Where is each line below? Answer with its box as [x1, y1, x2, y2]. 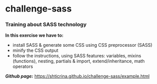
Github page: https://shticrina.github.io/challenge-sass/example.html [5, 73, 150, 79]
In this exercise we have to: [5, 32, 64, 38]
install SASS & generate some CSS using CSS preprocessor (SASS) [12, 42, 152, 48]
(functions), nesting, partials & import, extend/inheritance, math [12, 58, 145, 64]
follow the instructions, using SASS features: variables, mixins [12, 53, 141, 59]
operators [12, 63, 33, 69]
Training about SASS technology [5, 21, 87, 28]
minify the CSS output [12, 47, 59, 53]
